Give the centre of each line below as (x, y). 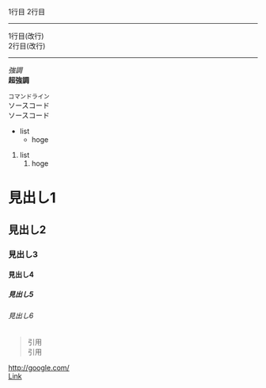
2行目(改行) (27, 46)
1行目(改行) (26, 36)
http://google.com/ (39, 367)
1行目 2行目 (27, 12)
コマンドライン (29, 97)
